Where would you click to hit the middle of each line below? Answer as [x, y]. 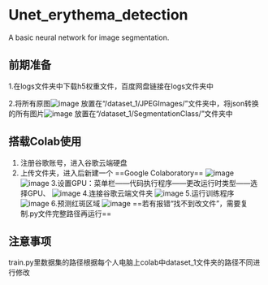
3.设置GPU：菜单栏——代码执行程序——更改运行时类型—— [151, 183]
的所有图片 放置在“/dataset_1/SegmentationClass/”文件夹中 [121, 113]
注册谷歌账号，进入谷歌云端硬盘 [73, 162]
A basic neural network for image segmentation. [89, 37]
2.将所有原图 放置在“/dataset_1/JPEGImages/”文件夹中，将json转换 [134, 103]
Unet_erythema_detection [98, 15]
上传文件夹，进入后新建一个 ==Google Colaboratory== [112, 173]
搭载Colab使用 [45, 142]
